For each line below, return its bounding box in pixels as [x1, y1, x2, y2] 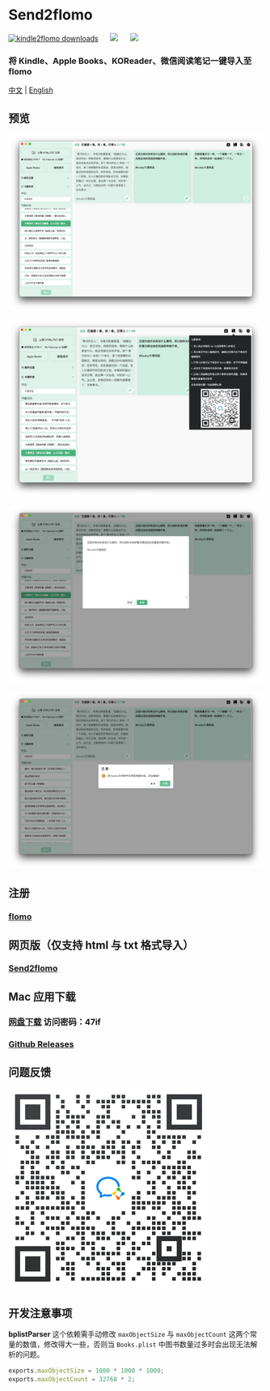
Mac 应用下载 [8, 990, 77, 1004]
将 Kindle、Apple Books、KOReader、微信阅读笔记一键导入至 [8, 55, 252, 66]
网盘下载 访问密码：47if [8, 1016, 101, 1027]
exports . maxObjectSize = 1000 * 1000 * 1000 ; [8, 1367, 165, 1375]
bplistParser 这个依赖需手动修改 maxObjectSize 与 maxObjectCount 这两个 [8, 1329, 251, 1339]
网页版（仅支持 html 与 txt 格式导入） [8, 938, 194, 952]
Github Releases [8, 1039, 74, 1050]
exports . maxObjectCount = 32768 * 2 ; [8, 1376, 136, 1384]
